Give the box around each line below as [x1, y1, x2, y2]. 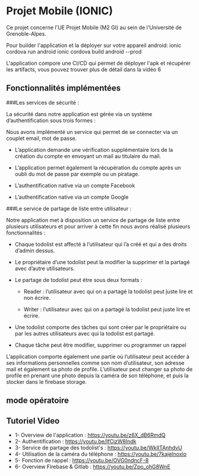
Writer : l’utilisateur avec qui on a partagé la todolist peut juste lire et [23, 305, 191, 313]
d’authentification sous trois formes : [6, 117, 96, 124]
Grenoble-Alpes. [6, 30, 46, 37]
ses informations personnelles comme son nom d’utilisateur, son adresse [6, 359, 185, 367]
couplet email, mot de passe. [6, 134, 77, 142]
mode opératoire [6, 396, 70, 406]
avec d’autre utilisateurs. [14, 265, 75, 272]
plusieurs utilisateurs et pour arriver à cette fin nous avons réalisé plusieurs [6, 223, 191, 230]
